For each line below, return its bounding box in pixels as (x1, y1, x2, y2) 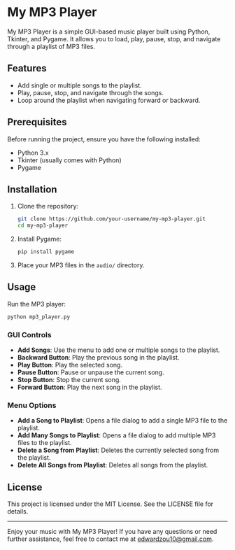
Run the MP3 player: (7, 299, 66, 308)
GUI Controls (7, 330, 52, 339)
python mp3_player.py (7, 313, 71, 320)
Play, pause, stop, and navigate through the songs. (17, 88, 164, 97)
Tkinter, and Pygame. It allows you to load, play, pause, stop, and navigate (7, 34, 221, 43)
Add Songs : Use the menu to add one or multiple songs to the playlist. (17, 346, 220, 354)
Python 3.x (17, 148, 49, 157)
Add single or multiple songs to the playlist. (17, 81, 142, 90)
